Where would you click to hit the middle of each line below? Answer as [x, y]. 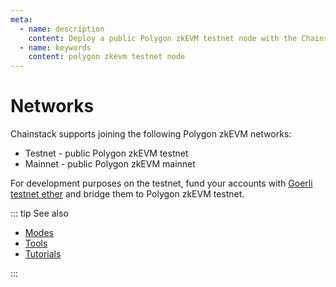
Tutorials [43, 254]
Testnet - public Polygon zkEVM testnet [106, 153]
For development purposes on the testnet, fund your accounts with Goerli [161, 183]
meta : [21, 19]
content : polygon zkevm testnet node [107, 57]
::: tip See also [39, 213]
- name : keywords [55, 47]
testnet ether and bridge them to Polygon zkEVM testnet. [127, 194]
